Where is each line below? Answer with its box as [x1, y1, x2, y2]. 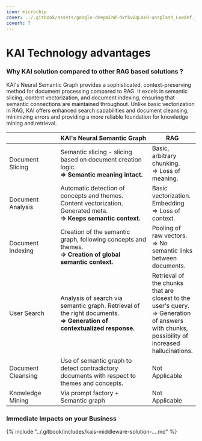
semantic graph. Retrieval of [60, 301, 140, 310]
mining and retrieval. [6, 119, 57, 127]
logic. [60, 163, 76, 171]
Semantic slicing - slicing [60, 148, 132, 156]
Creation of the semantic [60, 227, 130, 236]
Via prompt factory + [60, 389, 119, 397]
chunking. [151, 159, 180, 167]
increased [151, 339, 180, 347]
